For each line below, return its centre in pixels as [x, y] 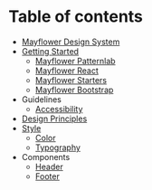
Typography [57, 147]
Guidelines [42, 99]
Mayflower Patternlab [75, 61]
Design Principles [54, 119]
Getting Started [50, 51]
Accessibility [59, 109]
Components [46, 157]
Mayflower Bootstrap [74, 90]
